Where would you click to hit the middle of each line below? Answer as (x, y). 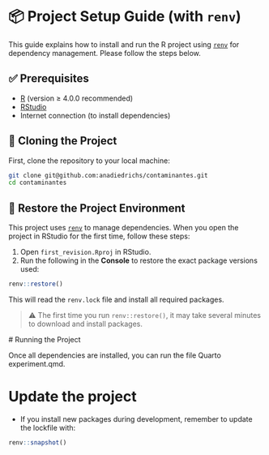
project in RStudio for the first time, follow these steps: (99, 236)
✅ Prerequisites (49, 79)
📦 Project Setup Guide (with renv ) (125, 17)
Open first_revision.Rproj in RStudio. (85, 252)
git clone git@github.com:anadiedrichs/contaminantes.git (108, 175)
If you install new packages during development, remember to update (136, 419)
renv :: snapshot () (38, 442)
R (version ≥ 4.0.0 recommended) (77, 98)
